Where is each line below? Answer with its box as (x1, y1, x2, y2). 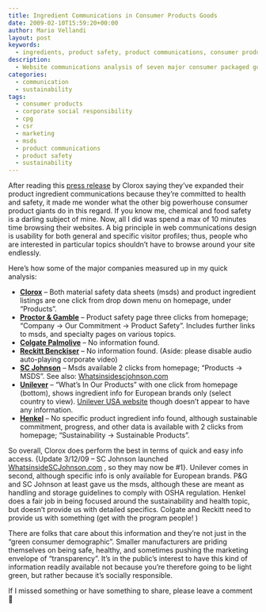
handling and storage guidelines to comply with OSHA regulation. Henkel (8, 488, 246, 498)
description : (8, 56, 51, 64)
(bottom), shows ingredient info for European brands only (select (19, 388, 232, 398)
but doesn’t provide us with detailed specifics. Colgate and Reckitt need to (8, 505, 252, 514)
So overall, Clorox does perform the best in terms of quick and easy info (8, 446, 244, 456)
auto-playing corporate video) (19, 354, 118, 365)
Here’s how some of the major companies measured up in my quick (8, 263, 228, 273)
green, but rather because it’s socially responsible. (8, 571, 173, 580)
